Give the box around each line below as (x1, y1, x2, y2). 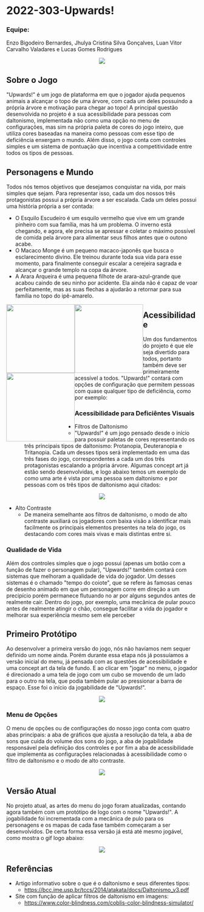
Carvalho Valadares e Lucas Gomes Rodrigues (6, 46, 123, 53)
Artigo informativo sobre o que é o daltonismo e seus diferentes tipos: (15, 880, 190, 887)
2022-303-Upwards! (6, 4, 115, 18)
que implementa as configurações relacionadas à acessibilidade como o (6, 750, 187, 758)
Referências (6, 863, 53, 874)
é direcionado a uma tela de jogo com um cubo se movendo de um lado (6, 671, 186, 679)
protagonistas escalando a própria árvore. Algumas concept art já (24, 461, 189, 469)
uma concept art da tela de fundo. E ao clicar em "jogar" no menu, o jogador (6, 664, 198, 672)
